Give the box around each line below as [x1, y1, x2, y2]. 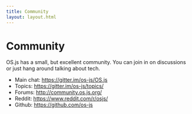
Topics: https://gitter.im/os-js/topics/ [14, 83, 104, 90]
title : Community [6, 8, 49, 15]
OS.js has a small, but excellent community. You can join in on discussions [6, 59, 187, 66]
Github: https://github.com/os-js [14, 101, 93, 109]
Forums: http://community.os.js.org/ [14, 89, 102, 96]
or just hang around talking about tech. [6, 65, 100, 72]
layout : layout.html [6, 14, 57, 20]
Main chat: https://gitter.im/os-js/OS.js [14, 76, 108, 83]
